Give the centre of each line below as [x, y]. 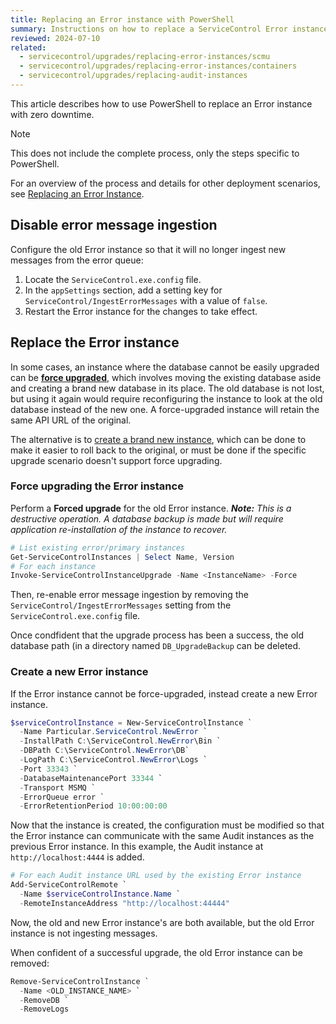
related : [28, 47]
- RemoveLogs [44, 1009]
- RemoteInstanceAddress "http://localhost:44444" [124, 903]
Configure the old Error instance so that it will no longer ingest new [148, 249]
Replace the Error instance [95, 342]
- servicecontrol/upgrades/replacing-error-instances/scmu [145, 57]
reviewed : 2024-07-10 [55, 38]
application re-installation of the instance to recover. [119, 529]
